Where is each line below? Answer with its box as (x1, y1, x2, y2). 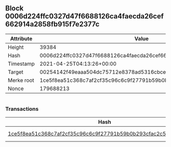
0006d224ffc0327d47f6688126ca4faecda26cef (5, 12, 164, 21)
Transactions (5, 105, 39, 112)
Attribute (10, 35, 33, 42)
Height (8, 43, 24, 50)
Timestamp (8, 60, 35, 67)
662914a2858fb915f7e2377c (5, 20, 100, 28)
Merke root (8, 76, 35, 83)
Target (8, 68, 24, 75)
